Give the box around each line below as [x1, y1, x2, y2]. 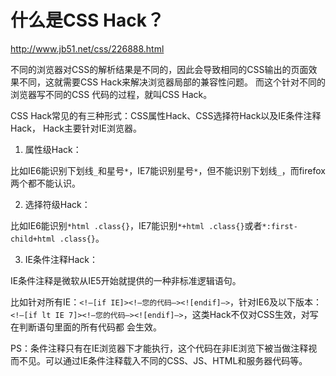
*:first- [261, 221, 298, 231]
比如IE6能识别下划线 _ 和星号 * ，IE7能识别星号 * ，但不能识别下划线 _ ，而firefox [10, 164, 326, 176]
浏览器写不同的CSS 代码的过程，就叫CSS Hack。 [10, 88, 213, 100]
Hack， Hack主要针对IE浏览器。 [10, 122, 143, 134]
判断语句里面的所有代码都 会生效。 [18, 321, 162, 333]
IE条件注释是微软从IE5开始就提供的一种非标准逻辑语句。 [10, 274, 242, 286]
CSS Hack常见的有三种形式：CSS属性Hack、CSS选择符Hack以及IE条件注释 [10, 109, 322, 121]
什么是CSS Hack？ [10, 9, 165, 32]
